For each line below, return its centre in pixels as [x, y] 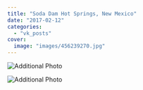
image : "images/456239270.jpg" [60, 46]
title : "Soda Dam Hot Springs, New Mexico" [72, 14]
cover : [17, 40]
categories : [25, 27]
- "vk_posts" [33, 33]
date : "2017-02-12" [36, 20]
